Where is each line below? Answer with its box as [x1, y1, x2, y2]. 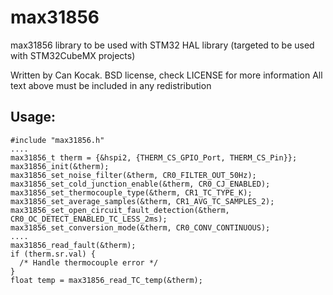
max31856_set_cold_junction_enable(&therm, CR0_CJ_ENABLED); [10, 179, 271, 189]
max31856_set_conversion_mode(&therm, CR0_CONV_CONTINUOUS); [10, 222, 271, 233]
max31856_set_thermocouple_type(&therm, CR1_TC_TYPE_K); [10, 187, 253, 198]
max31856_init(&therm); [10, 161, 110, 171]
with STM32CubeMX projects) [10, 49, 136, 61]
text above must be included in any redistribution [10, 79, 212, 91]
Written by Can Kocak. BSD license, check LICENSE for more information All [10, 69, 323, 81]
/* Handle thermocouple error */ [19, 257, 159, 268]
